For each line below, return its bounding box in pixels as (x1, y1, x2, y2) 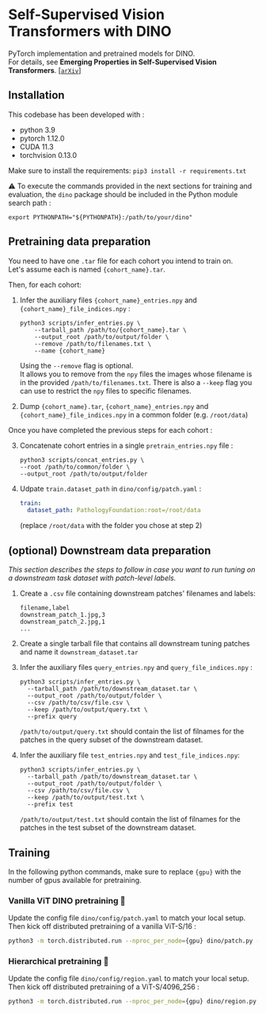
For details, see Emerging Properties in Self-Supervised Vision (8, 57, 218, 67)
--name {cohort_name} (34, 347, 105, 355)
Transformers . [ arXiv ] (8, 65, 82, 75)
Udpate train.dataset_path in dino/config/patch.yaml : (19, 483, 202, 493)
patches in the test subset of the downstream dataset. (19, 823, 196, 833)
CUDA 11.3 (19, 141, 54, 152)
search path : (8, 198, 51, 207)
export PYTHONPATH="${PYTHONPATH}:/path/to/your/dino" (8, 213, 193, 221)
